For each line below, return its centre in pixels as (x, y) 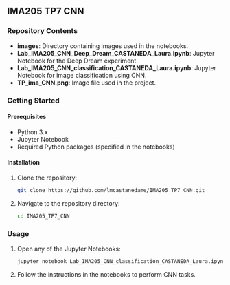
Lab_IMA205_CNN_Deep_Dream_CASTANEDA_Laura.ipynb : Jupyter (116, 53)
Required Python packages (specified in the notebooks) (96, 147)
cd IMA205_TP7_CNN (43, 216)
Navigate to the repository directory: (68, 203)
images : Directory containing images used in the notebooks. (103, 46)
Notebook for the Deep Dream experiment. (78, 61)
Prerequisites (27, 117)
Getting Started (33, 101)
